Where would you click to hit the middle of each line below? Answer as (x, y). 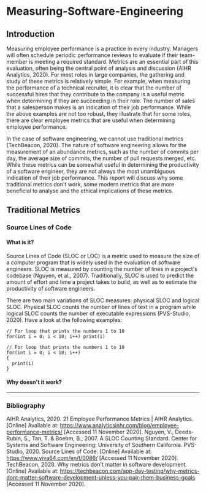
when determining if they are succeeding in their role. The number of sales (101, 101)
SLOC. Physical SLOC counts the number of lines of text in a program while (101, 307)
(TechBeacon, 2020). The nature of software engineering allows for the (97, 145)
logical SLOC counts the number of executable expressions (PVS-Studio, (98, 313)
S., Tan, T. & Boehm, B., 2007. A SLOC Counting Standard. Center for (110, 438)
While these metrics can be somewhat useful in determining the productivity (103, 165)
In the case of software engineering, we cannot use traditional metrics (95, 139)
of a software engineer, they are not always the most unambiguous (91, 171)
